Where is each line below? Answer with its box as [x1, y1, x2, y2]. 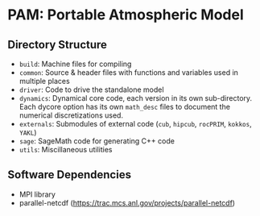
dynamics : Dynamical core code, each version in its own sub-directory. [19, 93, 253, 102]
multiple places [19, 77, 70, 85]
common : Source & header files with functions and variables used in [19, 68, 239, 77]
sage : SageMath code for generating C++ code [19, 136, 175, 146]
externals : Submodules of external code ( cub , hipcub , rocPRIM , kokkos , [19, 119, 252, 128]
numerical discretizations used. [19, 110, 124, 120]
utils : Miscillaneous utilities [19, 145, 113, 154]
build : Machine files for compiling [19, 59, 132, 69]
